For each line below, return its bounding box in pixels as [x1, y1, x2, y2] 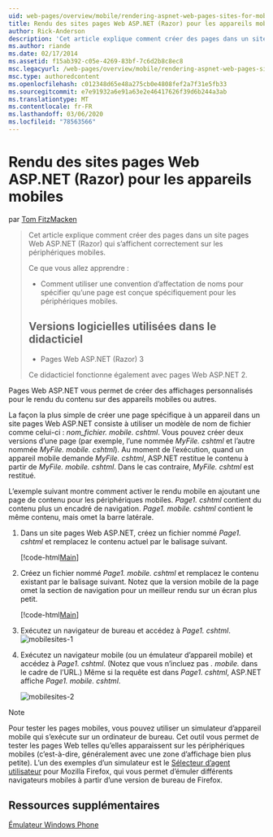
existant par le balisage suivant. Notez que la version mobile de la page [19, 577, 259, 586]
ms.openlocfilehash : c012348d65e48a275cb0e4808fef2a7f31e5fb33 [8, 80, 227, 88]
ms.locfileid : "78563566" [8, 118, 96, 126]
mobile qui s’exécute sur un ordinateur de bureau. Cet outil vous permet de [8, 731, 259, 741]
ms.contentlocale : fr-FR [8, 102, 93, 111]
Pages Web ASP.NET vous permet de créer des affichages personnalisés [8, 386, 253, 395]
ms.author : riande [8, 42, 71, 50]
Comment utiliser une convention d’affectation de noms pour [40, 278, 244, 289]
